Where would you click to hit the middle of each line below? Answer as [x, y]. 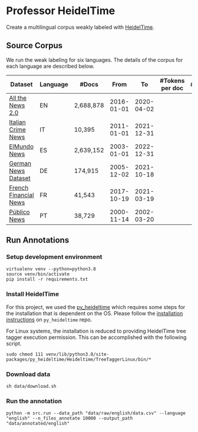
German [20, 163]
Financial [22, 195]
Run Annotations [38, 240]
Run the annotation [34, 401]
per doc [172, 88]
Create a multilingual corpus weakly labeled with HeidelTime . [80, 27]
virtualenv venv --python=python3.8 [51, 269]
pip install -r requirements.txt [47, 280]
